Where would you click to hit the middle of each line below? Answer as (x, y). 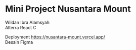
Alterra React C (21, 27)
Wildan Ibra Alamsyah (27, 22)
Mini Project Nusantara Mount (68, 9)
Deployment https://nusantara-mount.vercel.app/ (55, 37)
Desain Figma (19, 42)
